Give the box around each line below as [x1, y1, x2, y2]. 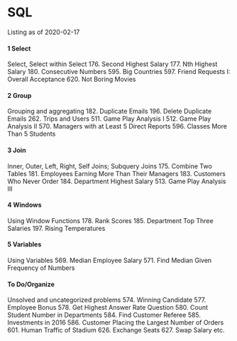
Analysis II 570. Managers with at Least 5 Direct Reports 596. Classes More [7, 122, 227, 131]
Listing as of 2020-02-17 [7, 28, 80, 36]
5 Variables [7, 240, 42, 249]
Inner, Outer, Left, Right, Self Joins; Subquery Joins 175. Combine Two [7, 161, 213, 170]
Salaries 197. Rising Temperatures [7, 224, 106, 232]
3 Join [7, 146, 26, 154]
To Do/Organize [7, 280, 55, 288]
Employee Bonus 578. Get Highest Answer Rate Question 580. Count [7, 303, 208, 312]
